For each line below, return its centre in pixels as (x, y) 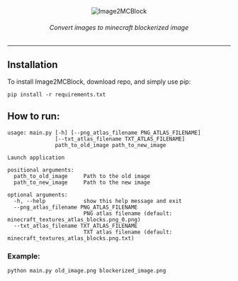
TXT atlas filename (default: (128, 232)
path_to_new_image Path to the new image (82, 182)
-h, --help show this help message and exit (98, 201)
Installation (33, 64)
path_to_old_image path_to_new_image (110, 145)
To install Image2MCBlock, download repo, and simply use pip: (99, 82)
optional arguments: (38, 194)
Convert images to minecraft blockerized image (119, 27)
